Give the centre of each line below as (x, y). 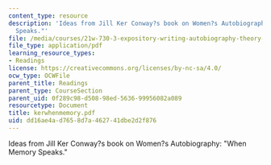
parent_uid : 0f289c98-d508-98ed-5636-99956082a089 (95, 98)
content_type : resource (48, 16)
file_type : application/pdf (56, 46)
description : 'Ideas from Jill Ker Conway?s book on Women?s (113, 23)
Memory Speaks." (38, 152)
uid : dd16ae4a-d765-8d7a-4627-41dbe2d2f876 (83, 121)
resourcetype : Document (48, 105)
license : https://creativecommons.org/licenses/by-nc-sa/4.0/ (115, 68)
